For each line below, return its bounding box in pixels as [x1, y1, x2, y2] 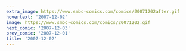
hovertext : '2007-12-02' [6, 14, 68, 20]
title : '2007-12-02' [6, 36, 58, 42]
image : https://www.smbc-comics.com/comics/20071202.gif [6, 19, 151, 25]
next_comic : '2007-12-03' [6, 25, 70, 31]
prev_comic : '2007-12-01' [6, 30, 70, 36]
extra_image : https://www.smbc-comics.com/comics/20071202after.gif [6, 8, 180, 15]
